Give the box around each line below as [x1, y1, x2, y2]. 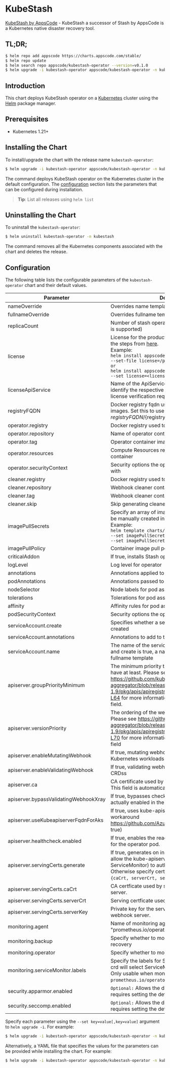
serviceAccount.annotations [8, 634, 75, 641]
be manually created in [110, 515, 165, 522]
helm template [110, 528, 145, 534]
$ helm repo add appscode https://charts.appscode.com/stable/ [5, 53, 142, 58]
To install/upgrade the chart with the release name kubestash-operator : [5, 157, 154, 163]
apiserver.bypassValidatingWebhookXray [8, 796, 106, 803]
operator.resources [8, 450, 54, 457]
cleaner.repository [8, 484, 52, 491]
